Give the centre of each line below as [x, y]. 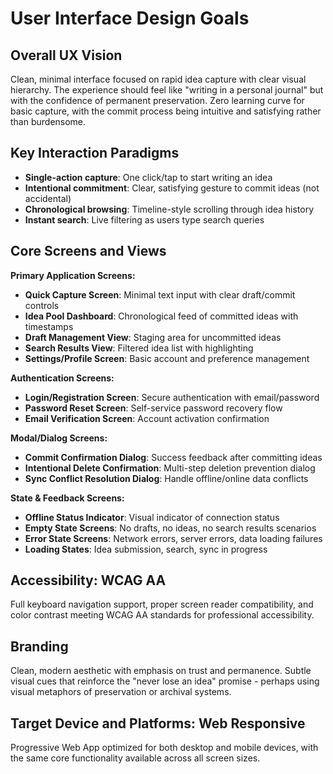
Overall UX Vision [66, 55]
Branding [39, 646]
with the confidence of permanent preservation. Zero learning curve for [157, 100]
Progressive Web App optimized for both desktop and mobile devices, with [164, 748]
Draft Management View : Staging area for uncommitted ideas [153, 337]
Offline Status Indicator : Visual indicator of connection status [152, 517]
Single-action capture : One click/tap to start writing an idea [148, 177]
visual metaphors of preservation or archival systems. [121, 692]
